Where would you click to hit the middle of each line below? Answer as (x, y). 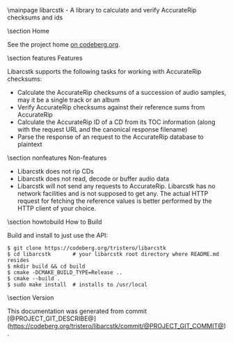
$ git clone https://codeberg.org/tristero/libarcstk (87, 248)
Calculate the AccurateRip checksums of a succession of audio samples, (122, 92)
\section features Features (45, 58)
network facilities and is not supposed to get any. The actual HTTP (113, 193)
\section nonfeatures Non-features (57, 158)
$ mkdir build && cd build (46, 266)
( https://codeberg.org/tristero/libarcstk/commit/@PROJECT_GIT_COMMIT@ (115, 326)
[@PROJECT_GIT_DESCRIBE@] (51, 319)
